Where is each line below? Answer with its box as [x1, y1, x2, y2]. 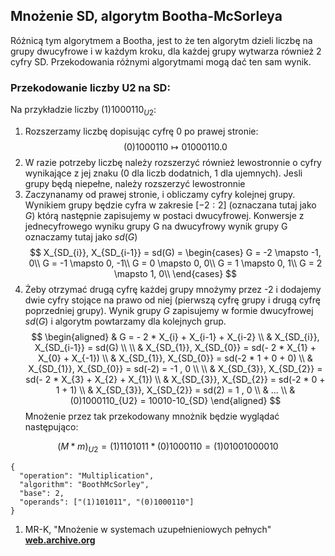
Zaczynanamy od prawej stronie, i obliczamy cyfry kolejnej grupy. [24, 188, 296, 200]
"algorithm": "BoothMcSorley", [19, 479, 150, 489]
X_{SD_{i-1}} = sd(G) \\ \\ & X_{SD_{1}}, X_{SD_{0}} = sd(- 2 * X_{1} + [34, 341, 317, 353]
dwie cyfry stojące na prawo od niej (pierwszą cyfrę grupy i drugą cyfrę [24, 294, 321, 306]
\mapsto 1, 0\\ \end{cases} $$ [113, 267, 238, 279]
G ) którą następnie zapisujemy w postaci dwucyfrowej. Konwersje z [24, 209, 305, 221]
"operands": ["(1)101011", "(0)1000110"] [19, 497, 195, 507]
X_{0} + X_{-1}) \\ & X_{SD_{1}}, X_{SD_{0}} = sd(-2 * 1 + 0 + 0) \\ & [38, 352, 313, 364]
